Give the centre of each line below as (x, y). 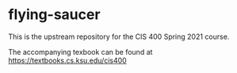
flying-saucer (54, 15)
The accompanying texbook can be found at (80, 52)
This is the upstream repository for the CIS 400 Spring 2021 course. (119, 36)
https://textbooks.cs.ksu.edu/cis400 (67, 60)
